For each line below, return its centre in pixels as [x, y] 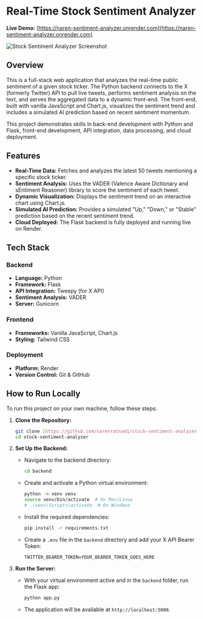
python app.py [42, 598]
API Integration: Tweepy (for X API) [60, 291]
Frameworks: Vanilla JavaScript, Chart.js [66, 333]
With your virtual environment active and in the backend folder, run [106, 580]
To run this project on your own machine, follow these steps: [82, 408]
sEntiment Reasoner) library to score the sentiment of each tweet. [97, 190]
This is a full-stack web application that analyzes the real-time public [92, 79]
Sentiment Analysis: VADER [51, 297]
